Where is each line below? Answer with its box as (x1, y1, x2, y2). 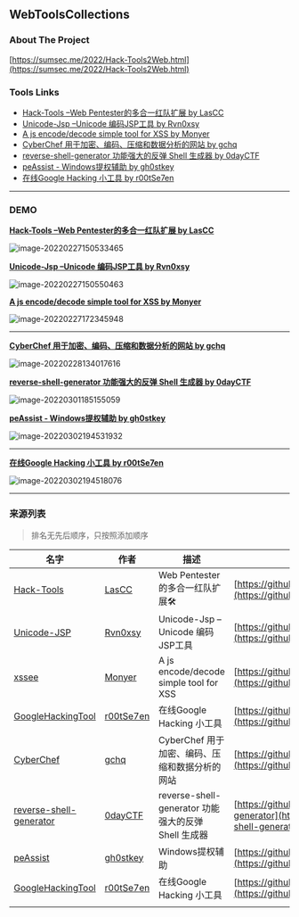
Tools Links (9, 86, 60, 98)
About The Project (9, 34, 91, 46)
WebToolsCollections (9, 7, 131, 22)
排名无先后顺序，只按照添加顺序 (30, 530, 149, 541)
